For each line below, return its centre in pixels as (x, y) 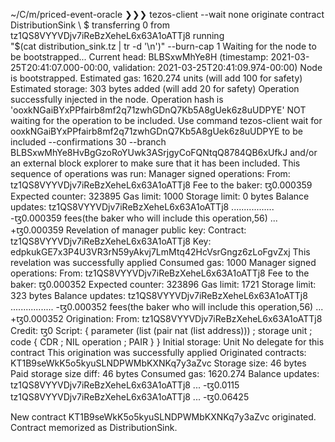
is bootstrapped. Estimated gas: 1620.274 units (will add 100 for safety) (156, 78)
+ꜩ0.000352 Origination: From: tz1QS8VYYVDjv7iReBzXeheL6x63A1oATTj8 (166, 318)
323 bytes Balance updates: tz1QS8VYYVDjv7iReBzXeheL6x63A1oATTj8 (159, 295)
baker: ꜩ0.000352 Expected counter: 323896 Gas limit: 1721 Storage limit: (163, 284)
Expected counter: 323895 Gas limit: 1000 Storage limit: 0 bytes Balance (160, 196)
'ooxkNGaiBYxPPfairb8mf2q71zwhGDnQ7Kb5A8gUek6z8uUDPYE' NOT (158, 110)
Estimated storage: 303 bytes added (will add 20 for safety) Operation (155, 88)
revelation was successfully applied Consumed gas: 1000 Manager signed (163, 262)
